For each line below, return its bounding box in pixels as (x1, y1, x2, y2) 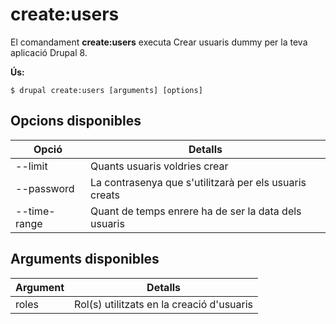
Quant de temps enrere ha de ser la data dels (90, 204, 302, 218)
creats (90, 188, 120, 202)
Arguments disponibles (10, 251, 160, 268)
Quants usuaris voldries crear (90, 159, 229, 173)
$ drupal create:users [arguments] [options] (10, 85, 203, 95)
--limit (15, 159, 48, 173)
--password (15, 181, 75, 195)
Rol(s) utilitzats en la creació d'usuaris (74, 297, 254, 311)
